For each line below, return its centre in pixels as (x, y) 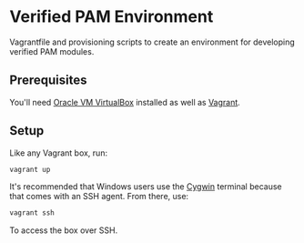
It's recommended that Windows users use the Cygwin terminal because (146, 187)
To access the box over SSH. (64, 230)
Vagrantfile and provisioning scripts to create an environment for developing (152, 42)
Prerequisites (48, 81)
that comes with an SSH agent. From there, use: (99, 197)
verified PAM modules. (52, 51)
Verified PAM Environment (111, 17)
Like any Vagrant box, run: (58, 153)
